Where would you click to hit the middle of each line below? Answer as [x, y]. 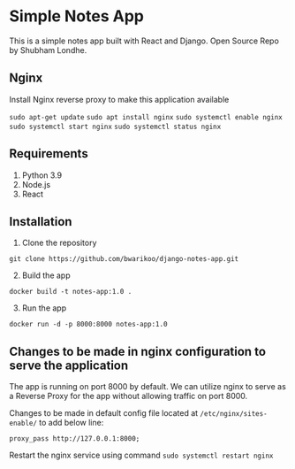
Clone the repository [59, 243]
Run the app [44, 308]
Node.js [36, 184]
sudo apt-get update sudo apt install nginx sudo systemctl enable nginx [146, 117]
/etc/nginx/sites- [234, 414]
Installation [41, 222]
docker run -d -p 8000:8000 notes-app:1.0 [88, 325]
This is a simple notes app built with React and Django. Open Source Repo [144, 41]
